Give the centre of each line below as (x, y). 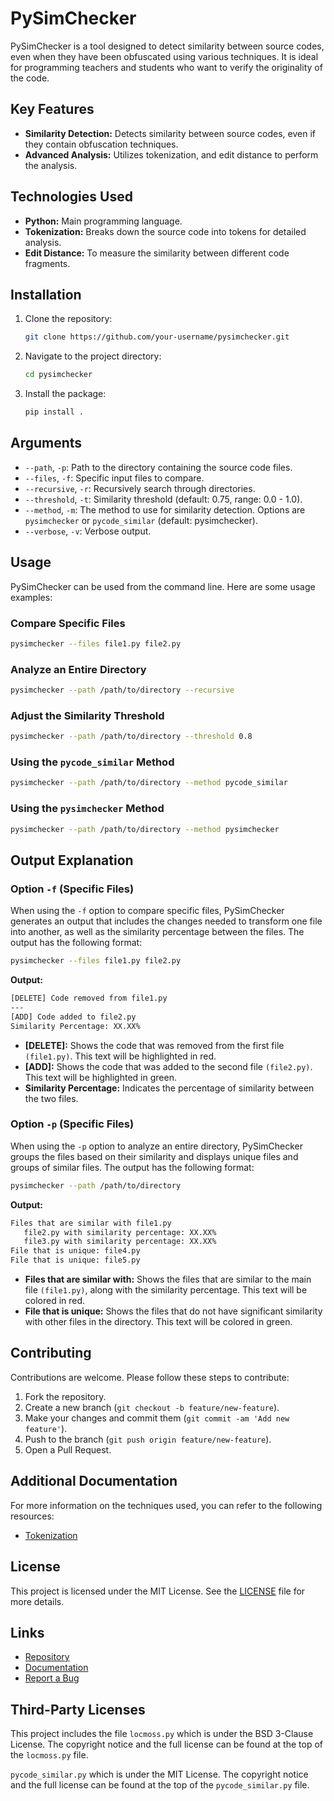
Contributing (51, 1353)
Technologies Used (71, 197)
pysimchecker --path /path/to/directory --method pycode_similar (149, 783)
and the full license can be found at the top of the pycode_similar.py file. (160, 1785)
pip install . (54, 412)
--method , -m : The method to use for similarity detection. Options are (165, 509)
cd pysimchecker (58, 375)
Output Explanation (72, 860)
